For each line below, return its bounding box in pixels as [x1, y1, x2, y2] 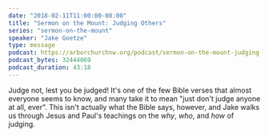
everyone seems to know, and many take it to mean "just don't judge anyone [8, 93, 261, 104]
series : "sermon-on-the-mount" [8, 26, 113, 34]
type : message [8, 41, 56, 49]
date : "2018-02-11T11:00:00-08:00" [8, 11, 127, 20]
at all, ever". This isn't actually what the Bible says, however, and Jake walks [8, 102, 260, 112]
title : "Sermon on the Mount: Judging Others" [8, 19, 167, 27]
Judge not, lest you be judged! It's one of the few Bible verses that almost [8, 85, 252, 95]
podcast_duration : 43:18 [8, 64, 91, 72]
